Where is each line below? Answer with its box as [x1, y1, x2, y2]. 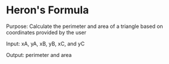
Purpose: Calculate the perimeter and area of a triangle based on [6, 23, 163, 30]
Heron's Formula [6, 3, 89, 17]
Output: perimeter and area [6, 51, 72, 58]
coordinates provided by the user [6, 29, 87, 35]
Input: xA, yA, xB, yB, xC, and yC [6, 40, 85, 47]
